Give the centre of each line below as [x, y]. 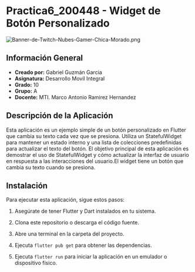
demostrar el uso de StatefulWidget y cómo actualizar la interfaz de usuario [97, 155]
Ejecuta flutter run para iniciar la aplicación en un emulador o [91, 257]
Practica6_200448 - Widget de [83, 11]
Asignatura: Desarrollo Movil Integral [60, 78]
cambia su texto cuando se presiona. [51, 167]
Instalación [27, 185]
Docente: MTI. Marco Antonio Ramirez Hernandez [75, 97]
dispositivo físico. [36, 263]
